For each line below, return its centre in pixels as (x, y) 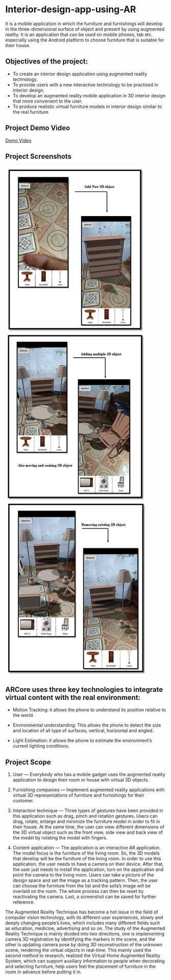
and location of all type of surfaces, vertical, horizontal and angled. (83, 731)
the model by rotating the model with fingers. (60, 838)
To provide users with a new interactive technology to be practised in (85, 84)
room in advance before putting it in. (43, 972)
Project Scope (28, 762)
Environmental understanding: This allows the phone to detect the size (87, 725)
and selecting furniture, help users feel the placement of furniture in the (81, 966)
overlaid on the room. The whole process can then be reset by (78, 891)
